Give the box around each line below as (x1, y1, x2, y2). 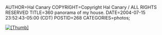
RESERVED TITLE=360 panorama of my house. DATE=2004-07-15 (5, 9, 146, 15)
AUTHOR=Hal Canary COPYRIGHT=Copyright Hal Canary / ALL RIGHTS (5, 4, 157, 10)
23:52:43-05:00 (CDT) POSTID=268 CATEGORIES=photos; (5, 15, 130, 20)
